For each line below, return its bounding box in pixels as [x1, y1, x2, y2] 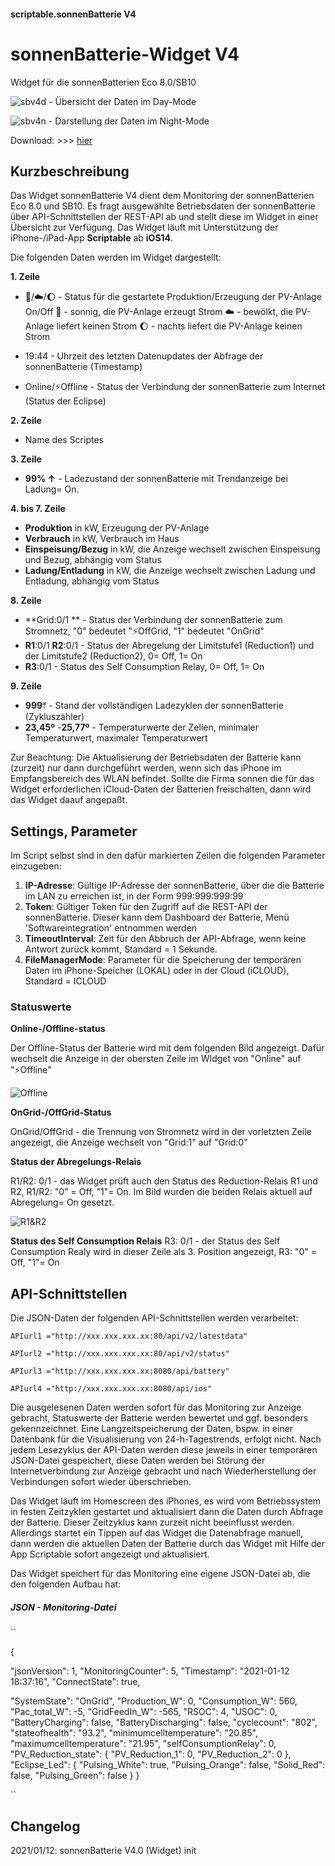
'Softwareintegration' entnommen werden [24, 922, 198, 934]
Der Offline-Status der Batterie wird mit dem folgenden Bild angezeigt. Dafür [10, 1042, 325, 1054]
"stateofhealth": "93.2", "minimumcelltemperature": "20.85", [10, 1727, 258, 1739]
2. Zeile [10, 415, 42, 427]
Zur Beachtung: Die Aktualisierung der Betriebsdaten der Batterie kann [10, 751, 302, 764]
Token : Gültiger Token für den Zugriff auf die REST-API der [24, 901, 268, 913]
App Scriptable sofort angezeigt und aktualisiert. [10, 1548, 210, 1560]
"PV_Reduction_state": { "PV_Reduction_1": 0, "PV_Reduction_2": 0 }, [10, 1748, 292, 1760]
